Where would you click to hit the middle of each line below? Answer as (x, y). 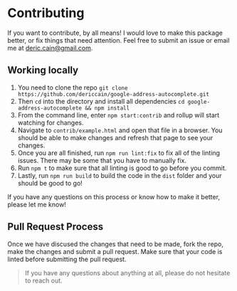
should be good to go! (50, 183)
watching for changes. (51, 122)
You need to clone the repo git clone (73, 88)
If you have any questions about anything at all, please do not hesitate (127, 273)
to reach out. (43, 280)
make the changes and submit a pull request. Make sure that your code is (115, 251)
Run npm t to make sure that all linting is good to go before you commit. (122, 168)
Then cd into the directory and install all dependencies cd (101, 101)
